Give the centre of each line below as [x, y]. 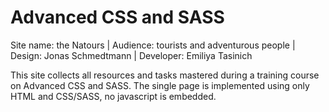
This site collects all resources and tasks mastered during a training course [165, 75]
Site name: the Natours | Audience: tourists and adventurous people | [153, 45]
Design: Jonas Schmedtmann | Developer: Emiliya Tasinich [131, 55]
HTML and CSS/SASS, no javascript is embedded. [113, 96]
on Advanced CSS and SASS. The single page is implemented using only [160, 85]
